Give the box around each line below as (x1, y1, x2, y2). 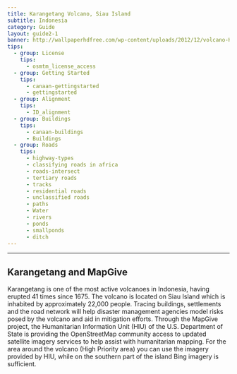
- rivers (25, 214, 52, 221)
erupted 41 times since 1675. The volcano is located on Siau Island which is (7, 292, 226, 301)
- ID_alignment (25, 109, 71, 116)
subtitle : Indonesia (7, 17, 68, 24)
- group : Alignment (13, 96, 71, 103)
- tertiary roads (25, 174, 78, 181)
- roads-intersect (25, 167, 80, 175)
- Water (25, 207, 49, 215)
